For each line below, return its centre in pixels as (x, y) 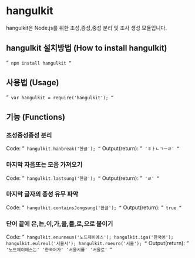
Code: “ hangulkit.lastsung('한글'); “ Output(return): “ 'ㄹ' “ (83, 178)
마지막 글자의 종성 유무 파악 (42, 194)
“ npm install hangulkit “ (39, 62)
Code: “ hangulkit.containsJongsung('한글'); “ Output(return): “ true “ (94, 207)
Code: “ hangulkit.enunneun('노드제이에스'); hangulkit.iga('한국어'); (90, 237)
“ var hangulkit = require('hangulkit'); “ (60, 97)
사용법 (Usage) (33, 83)
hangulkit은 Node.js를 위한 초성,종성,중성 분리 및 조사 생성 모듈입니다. (87, 28)
